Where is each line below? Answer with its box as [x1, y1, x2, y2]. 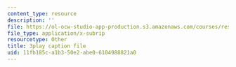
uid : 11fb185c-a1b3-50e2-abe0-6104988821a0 [7, 50, 137, 57]
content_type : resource [7, 10, 77, 17]
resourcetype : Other [7, 36, 68, 43]
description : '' [7, 17, 55, 24]
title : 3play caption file [7, 43, 86, 50]
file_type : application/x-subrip [7, 29, 105, 37]
